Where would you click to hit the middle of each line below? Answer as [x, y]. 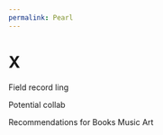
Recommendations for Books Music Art [81, 121]
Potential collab [37, 104]
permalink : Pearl [41, 18]
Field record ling [39, 87]
